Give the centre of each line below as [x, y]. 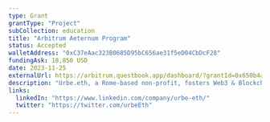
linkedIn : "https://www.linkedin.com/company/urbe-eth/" [113, 98]
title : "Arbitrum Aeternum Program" [70, 38]
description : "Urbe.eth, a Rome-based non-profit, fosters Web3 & [122, 83]
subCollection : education [51, 31]
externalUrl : [30, 75]
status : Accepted [37, 46]
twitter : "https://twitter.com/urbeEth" [84, 105]
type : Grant [28, 16]
